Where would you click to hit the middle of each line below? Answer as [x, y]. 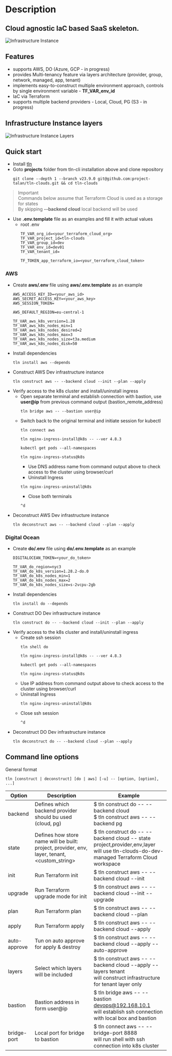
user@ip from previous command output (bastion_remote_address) [92, 402]
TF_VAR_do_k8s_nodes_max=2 [41, 581]
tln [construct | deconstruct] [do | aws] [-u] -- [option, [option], [82, 779]
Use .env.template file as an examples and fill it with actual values [83, 219]
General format [21, 769]
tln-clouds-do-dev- [138, 851]
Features [20, 57]
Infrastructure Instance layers [54, 123]
